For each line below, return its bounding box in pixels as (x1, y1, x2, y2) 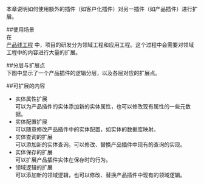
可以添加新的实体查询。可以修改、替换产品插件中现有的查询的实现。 (15, 141, 186, 148)
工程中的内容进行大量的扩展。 (6, 49, 81, 56)
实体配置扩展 (15, 118, 47, 125)
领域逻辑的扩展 (15, 164, 53, 171)
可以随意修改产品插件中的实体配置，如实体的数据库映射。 (15, 126, 159, 133)
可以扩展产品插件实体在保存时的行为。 (15, 156, 111, 163)
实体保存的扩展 (15, 149, 53, 155)
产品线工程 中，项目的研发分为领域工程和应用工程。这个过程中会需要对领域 (6, 41, 194, 48)
